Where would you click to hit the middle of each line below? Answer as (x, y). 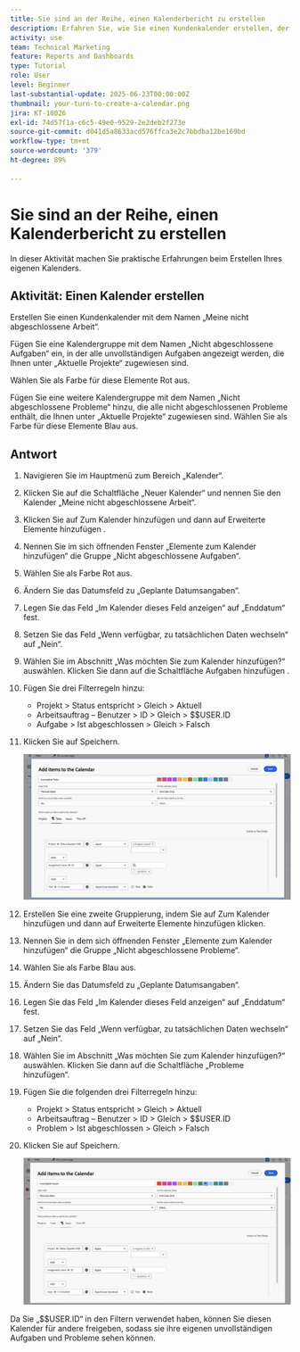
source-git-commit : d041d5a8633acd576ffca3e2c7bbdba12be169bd (128, 132)
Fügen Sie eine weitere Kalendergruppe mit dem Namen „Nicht (126, 398)
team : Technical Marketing (60, 47)
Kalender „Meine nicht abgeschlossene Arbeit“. (109, 502)
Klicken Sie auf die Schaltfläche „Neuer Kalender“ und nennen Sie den (152, 493)
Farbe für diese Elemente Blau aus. (74, 426)
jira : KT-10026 (38, 113)
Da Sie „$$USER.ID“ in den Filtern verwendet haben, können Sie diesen (141, 1319)
